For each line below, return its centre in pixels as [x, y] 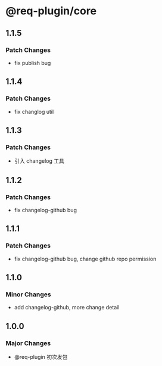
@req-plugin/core [51, 11]
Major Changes [28, 343]
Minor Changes [28, 294]
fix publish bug [32, 63]
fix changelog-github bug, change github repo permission [85, 259]
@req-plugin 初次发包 [41, 357]
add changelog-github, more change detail [67, 308]
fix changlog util [34, 111]
